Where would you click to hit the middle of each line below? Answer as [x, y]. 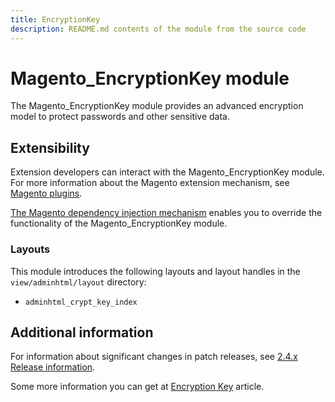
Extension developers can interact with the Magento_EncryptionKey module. [167, 172]
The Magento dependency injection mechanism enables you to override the [166, 213]
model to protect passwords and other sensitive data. [120, 117]
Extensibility [50, 147]
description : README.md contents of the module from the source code [158, 29]
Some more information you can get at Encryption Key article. [137, 387]
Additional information [82, 332]
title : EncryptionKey [55, 19]
